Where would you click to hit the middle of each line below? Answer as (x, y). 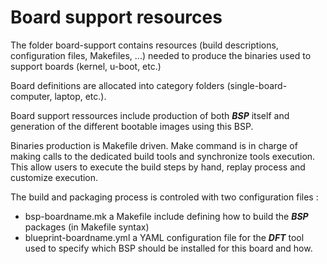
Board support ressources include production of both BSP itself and (150, 115)
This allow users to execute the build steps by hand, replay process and (158, 167)
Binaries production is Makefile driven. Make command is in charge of (154, 145)
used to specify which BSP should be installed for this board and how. (168, 248)
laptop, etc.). (80, 96)
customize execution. (54, 177)
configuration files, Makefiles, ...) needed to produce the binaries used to (161, 55)
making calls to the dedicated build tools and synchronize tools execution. (163, 156)
